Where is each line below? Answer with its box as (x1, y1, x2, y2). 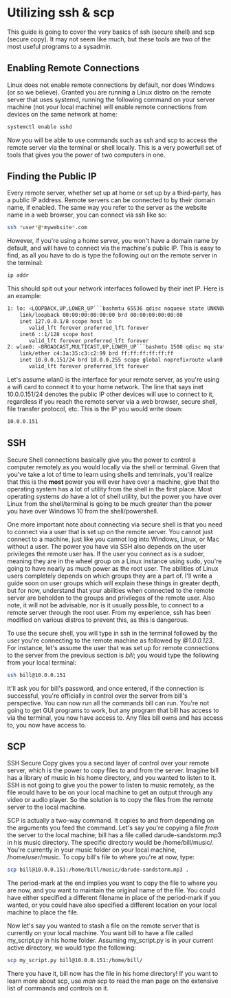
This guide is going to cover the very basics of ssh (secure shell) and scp (7, 28, 215, 36)
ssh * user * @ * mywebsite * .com (7, 224, 88, 231)
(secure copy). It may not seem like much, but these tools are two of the (7, 35, 211, 43)
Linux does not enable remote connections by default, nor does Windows (7, 81, 215, 89)
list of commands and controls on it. (7, 984, 109, 992)
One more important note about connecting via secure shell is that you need (7, 520, 223, 529)
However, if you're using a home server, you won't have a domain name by (7, 237, 219, 245)
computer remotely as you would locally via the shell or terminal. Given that (7, 462, 221, 471)
